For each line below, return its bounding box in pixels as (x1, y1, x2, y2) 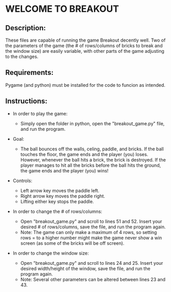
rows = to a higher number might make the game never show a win (20, 235, 162, 241)
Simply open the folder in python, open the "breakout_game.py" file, (20, 120, 165, 126)
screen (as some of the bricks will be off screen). (20, 240, 125, 246)
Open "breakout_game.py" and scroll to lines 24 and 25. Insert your (20, 260, 163, 266)
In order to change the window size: (12, 250, 89, 256)
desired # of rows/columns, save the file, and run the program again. (20, 224, 166, 230)
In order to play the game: (12, 110, 68, 116)
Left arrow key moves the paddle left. (20, 187, 100, 193)
